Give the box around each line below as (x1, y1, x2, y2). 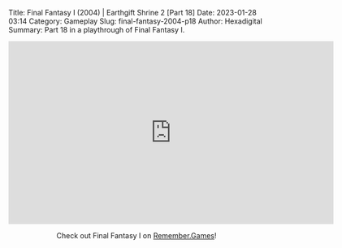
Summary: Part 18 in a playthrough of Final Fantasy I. (8, 25, 185, 34)
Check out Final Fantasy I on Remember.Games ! (56, 231, 217, 240)
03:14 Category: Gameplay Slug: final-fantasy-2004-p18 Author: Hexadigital (8, 16, 262, 26)
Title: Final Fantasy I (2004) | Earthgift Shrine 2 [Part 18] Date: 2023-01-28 (8, 8, 258, 17)
